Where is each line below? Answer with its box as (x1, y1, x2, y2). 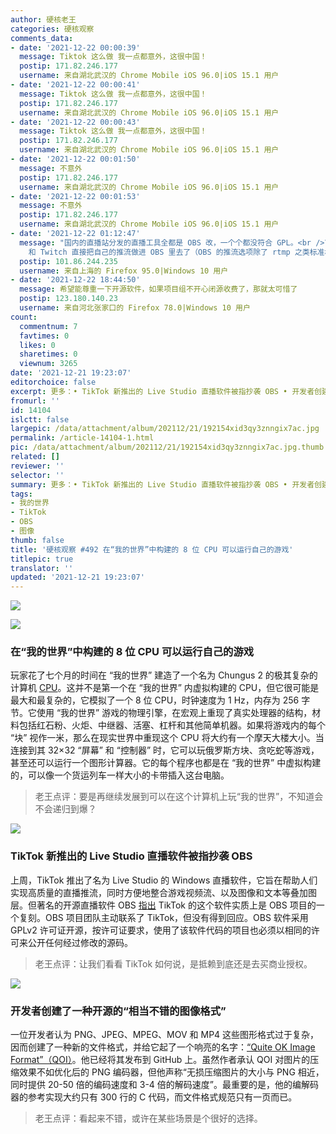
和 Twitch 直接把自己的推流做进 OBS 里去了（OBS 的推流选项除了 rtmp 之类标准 (28, 247, 325, 257)
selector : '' (10, 470, 65, 480)
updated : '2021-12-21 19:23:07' (10, 572, 145, 583)
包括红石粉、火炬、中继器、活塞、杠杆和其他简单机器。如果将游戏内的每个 (18, 719, 326, 731)
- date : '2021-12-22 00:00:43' (10, 117, 141, 127)
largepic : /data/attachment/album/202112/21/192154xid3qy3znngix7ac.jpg (10, 424, 320, 434)
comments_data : (10, 33, 74, 43)
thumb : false (10, 535, 65, 545)
